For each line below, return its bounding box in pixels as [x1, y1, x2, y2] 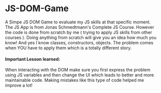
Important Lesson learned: [5, 56, 60, 62]
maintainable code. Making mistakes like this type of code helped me [5, 77, 144, 83]
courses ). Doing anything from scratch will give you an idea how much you [5, 35, 157, 40]
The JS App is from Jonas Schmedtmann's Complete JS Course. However [5, 24, 155, 30]
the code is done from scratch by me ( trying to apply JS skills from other [5, 29, 152, 35]
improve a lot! [5, 82, 33, 88]
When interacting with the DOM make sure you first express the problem [5, 67, 151, 73]
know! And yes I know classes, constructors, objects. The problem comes [5, 39, 154, 45]
